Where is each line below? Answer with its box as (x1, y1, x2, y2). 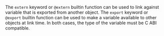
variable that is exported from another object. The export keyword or (5, 9, 148, 15)
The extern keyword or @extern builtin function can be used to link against (5, 4, 159, 10)
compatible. (5, 25, 30, 31)
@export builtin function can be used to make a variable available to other (5, 15, 157, 20)
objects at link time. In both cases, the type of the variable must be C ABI (5, 20, 157, 26)
